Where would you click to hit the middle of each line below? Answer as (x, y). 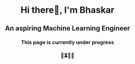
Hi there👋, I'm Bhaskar (67, 10)
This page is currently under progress (67, 42)
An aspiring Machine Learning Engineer (67, 28)
